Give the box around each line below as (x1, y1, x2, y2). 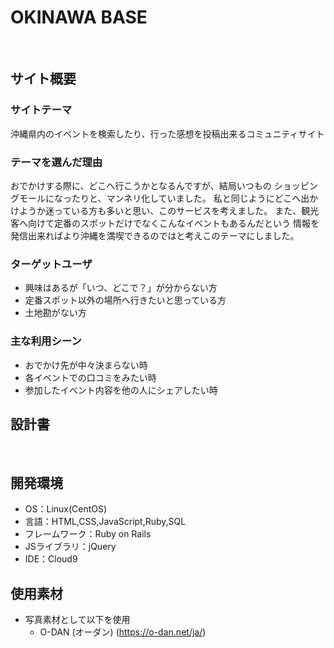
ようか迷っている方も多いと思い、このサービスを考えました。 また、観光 (18, 204, 320, 216)
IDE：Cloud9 (24, 553, 78, 565)
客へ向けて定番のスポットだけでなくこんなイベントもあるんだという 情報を (10, 217, 320, 229)
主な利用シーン (10, 334, 82, 348)
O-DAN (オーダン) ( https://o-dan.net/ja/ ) (39, 626, 207, 638)
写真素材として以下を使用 (24, 613, 131, 625)
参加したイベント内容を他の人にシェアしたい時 (24, 384, 218, 396)
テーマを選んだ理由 (10, 155, 103, 169)
